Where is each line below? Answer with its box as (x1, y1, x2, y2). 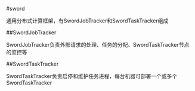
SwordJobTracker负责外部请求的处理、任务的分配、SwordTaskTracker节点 (6, 41, 190, 48)
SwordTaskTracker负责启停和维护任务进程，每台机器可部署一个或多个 (6, 73, 178, 79)
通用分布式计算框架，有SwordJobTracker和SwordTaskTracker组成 (6, 17, 169, 24)
